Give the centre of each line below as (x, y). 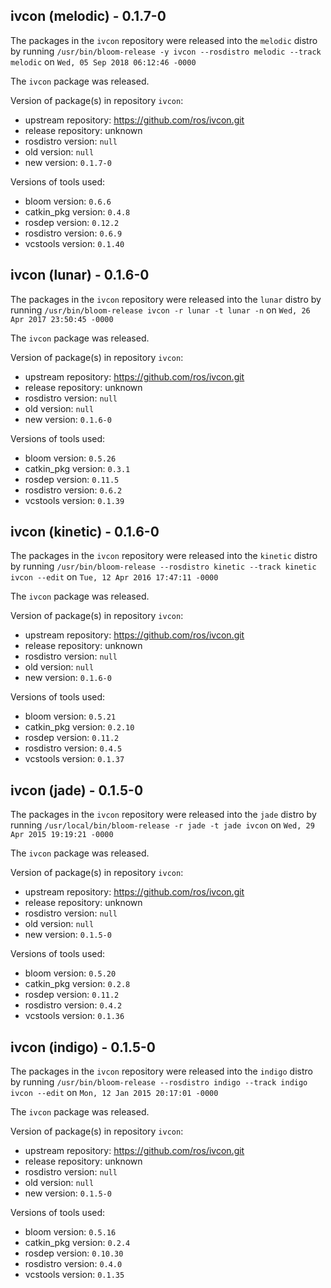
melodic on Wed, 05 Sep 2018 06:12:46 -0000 (103, 61)
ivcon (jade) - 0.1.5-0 (77, 790)
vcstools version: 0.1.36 (74, 1016)
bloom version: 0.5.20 (70, 973)
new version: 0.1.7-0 (68, 162)
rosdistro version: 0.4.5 (73, 748)
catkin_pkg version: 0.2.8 (77, 984)
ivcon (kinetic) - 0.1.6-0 (85, 532)
